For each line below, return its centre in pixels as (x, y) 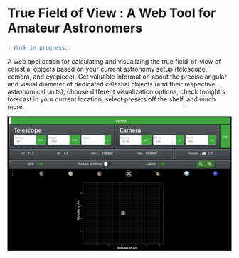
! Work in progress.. (39, 47)
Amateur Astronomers (75, 28)
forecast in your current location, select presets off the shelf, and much (112, 99)
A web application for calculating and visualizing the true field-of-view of (115, 61)
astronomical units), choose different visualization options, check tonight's (117, 91)
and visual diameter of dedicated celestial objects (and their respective (111, 84)
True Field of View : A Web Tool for (112, 13)
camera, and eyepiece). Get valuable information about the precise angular (117, 77)
